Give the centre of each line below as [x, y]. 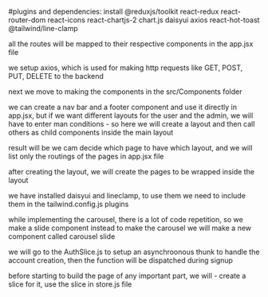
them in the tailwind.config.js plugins [69, 204]
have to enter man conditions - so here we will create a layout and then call [132, 124]
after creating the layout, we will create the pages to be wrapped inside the [132, 172]
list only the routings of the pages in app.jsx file [86, 156]
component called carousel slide [62, 236]
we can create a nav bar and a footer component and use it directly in [123, 107]
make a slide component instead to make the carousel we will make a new [130, 228]
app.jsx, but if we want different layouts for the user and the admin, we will [131, 115]
